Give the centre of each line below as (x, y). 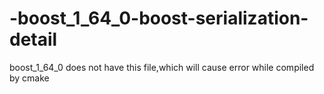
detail (33, 39)
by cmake (29, 78)
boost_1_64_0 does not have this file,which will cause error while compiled (162, 67)
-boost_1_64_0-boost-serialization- (159, 18)
